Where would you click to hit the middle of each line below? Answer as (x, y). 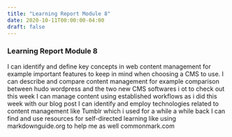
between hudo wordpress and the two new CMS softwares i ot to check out (116, 89)
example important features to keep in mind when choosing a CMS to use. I (116, 73)
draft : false (26, 27)
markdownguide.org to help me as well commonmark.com (91, 126)
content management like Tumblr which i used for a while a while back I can (116, 111)
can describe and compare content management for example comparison (114, 81)
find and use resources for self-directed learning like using (92, 118)
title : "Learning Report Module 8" (59, 14)
